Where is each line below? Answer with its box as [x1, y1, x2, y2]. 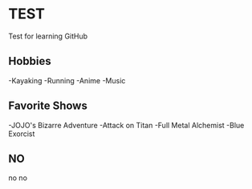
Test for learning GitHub [8, 31, 88, 41]
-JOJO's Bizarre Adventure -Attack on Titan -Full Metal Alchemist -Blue [8, 120, 245, 130]
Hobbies [8, 54, 52, 68]
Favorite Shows [8, 99, 88, 113]
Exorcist [8, 129, 35, 139]
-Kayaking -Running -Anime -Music [8, 75, 126, 85]
